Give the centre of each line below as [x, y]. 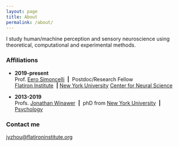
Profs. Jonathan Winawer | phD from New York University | [87, 103]
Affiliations [22, 60]
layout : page [22, 11]
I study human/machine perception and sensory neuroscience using [88, 39]
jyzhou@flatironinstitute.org [39, 137]
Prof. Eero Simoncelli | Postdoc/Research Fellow [74, 79]
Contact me [23, 124]
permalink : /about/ [30, 22]
